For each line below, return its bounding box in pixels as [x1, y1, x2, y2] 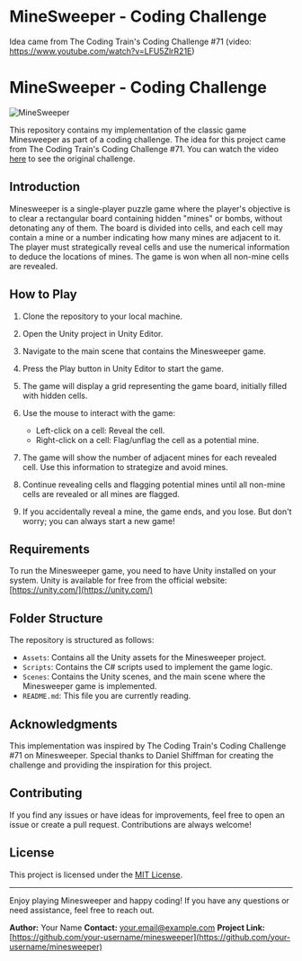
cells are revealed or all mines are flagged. [22, 488, 180, 499]
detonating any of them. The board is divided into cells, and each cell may [9, 222, 283, 233]
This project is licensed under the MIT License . [9, 869, 183, 880]
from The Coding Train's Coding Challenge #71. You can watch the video [9, 143, 279, 154]
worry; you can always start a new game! [22, 515, 175, 526]
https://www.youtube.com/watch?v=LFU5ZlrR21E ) [9, 45, 195, 56]
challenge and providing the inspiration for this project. [9, 759, 213, 770]
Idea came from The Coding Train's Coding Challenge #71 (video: [9, 36, 252, 47]
